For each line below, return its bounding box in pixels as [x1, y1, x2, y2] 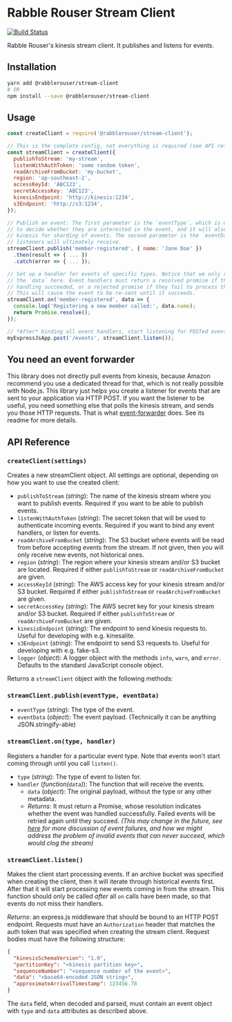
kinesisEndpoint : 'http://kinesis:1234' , [13, 194, 135, 201]
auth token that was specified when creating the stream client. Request [7, 927, 210, 935]
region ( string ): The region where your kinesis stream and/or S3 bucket [17, 558, 221, 566]
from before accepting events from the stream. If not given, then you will [17, 544, 224, 552]
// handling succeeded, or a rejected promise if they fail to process [7, 283, 217, 290]
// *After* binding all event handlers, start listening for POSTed [7, 328, 209, 335]
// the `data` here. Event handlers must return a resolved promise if [7, 277, 217, 284]
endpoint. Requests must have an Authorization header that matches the [7, 920, 215, 929]
